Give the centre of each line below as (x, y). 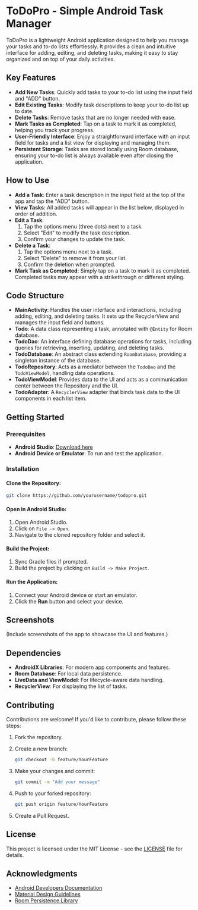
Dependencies (33, 653)
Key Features (31, 78)
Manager (29, 24)
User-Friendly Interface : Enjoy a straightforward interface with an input (102, 136)
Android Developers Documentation (58, 888)
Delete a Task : (32, 245)
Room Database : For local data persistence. (68, 674)
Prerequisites (26, 434)
